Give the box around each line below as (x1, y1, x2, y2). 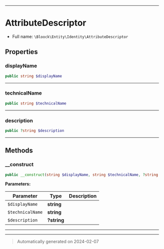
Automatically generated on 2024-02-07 (17, 239, 99, 245)
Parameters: (5, 181, 31, 187)
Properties (5, 48, 38, 56)
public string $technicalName (5, 101, 67, 106)
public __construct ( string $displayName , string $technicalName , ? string (5, 172, 159, 177)
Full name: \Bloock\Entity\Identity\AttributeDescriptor (12, 33, 128, 39)
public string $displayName (5, 74, 62, 78)
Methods (5, 147, 33, 155)
